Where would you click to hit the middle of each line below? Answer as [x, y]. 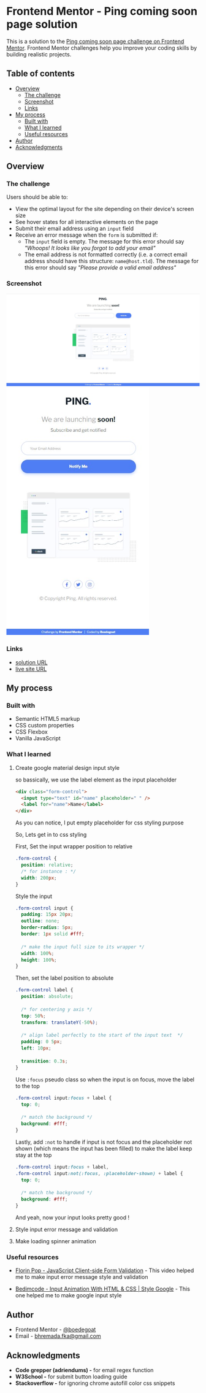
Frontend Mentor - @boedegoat [55, 1330]
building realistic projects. [39, 54]
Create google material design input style [67, 767]
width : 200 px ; [39, 878]
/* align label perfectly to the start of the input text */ [102, 1035]
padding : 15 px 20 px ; [47, 915]
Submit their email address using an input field [74, 229]
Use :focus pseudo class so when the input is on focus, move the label [105, 1079]
